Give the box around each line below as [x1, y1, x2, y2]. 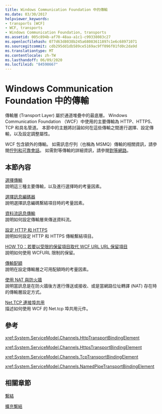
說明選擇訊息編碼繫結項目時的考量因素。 [5, 200, 87, 206]
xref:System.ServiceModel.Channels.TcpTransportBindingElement [5, 354, 138, 359]
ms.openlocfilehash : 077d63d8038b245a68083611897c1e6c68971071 [5, 39, 137, 44]
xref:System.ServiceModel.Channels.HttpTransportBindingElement [5, 335, 140, 341]
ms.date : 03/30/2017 [5, 12, 48, 17]
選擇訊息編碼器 [5, 194, 35, 200]
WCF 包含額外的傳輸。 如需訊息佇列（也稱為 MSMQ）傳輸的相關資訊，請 [5, 141, 153, 148]
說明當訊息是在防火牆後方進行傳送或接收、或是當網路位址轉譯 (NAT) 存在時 [5, 283, 157, 289]
